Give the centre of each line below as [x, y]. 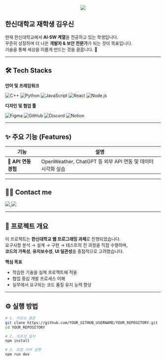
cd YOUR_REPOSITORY [25, 327]
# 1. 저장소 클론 [20, 318]
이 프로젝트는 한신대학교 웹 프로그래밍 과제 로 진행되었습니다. [63, 239]
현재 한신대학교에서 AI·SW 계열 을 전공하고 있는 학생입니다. [62, 37]
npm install [17, 341]
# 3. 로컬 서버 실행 [23, 350]
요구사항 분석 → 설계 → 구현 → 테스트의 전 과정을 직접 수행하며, [66, 245]
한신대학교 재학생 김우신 [40, 24]
